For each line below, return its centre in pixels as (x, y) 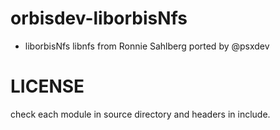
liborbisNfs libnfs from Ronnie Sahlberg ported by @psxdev (147, 46)
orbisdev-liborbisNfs (99, 18)
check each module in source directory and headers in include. (140, 114)
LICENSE (47, 86)
